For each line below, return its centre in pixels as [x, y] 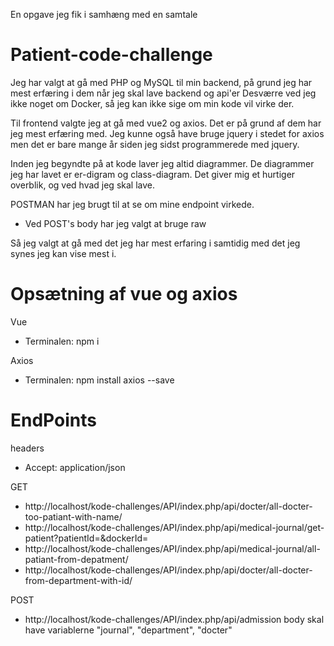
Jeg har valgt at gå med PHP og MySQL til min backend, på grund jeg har [161, 82]
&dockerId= [124, 538]
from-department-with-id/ [78, 580]
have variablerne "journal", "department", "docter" [128, 630]
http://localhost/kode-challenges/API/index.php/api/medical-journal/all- [172, 548]
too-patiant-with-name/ [73, 516]
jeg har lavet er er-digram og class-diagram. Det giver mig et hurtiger [153, 174]
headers [27, 448]
